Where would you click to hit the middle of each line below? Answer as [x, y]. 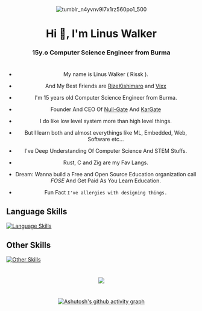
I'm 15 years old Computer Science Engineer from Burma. [106, 98]
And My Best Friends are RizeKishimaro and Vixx [106, 86]
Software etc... [106, 139]
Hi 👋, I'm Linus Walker [101, 34]
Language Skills [37, 211]
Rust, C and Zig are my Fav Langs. [106, 162]
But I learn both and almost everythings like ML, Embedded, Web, [106, 133]
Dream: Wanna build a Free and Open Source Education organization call [106, 175]
